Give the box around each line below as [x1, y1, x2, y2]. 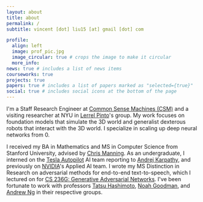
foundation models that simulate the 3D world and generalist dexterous [6, 118, 186, 125]
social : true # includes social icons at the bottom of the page [6, 88, 177, 95]
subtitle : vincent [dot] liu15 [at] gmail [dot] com [6, 26, 144, 32]
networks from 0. [6, 131, 50, 138]
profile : [6, 37, 29, 43]
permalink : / [6, 20, 40, 26]
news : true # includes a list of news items [6, 65, 122, 72]
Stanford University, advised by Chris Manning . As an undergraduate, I [6, 149, 185, 157]
